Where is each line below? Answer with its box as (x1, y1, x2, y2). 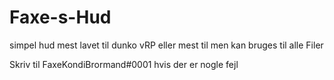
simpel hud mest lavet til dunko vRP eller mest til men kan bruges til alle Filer (9, 39, 324, 51)
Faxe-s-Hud (9, 6, 112, 29)
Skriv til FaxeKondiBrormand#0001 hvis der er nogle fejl (9, 58, 239, 70)
